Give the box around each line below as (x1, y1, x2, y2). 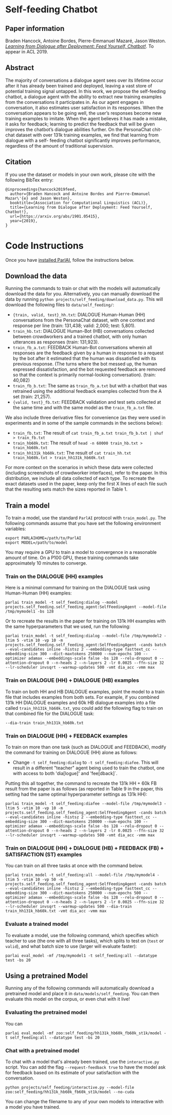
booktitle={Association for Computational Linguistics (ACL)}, (10, 200, 148, 205)
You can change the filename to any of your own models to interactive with (5, 1099, 164, 1105)
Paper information (5, 24, 65, 33)
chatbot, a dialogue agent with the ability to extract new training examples (5, 94, 162, 100)
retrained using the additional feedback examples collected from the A (12, 388, 162, 394)
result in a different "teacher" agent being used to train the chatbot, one (12, 765, 165, 771)
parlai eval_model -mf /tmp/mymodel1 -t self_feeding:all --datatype (5, 953, 158, 958)
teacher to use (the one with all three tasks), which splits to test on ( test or (5, 938, 164, 944)
